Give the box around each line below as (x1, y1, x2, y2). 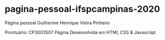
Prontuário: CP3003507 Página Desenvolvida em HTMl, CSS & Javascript (4, 29, 156, 35)
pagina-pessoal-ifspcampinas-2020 (4, 3, 160, 15)
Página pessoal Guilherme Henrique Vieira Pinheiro (4, 20, 110, 26)
